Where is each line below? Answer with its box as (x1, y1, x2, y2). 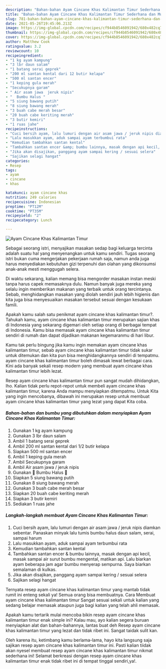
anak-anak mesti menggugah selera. (5, 266, 80, 272)
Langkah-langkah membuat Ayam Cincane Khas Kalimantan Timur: (5, 512, 148, 518)
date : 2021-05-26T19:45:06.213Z (5, 21, 72, 26)
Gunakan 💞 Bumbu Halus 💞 (12, 469, 68, 475)
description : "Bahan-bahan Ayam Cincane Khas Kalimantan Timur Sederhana (5, 7, 161, 12)
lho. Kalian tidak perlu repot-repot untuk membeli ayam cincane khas (5, 383, 146, 388)
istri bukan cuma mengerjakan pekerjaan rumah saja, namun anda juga (5, 256, 149, 261)
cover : (5, 35, 19, 40)
